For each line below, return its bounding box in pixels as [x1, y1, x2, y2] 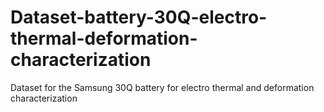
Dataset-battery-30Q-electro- [10, 6, 268, 29]
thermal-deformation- [10, 27, 198, 50]
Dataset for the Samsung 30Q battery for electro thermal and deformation [10, 81, 315, 93]
